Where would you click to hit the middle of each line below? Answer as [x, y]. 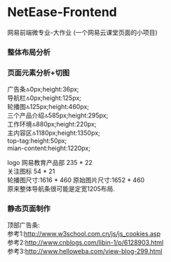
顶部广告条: [24, 225]
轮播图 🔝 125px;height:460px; [48, 107]
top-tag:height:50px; [37, 141]
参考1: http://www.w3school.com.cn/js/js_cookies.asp [84, 234]
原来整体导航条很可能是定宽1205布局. [61, 189]
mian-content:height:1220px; [49, 148]
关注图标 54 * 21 [31, 171]
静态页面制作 [29, 209]
